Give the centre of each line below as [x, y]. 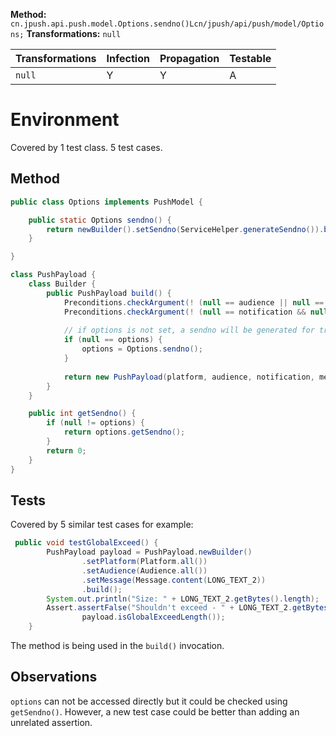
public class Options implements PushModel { [106, 202]
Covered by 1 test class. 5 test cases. [86, 147]
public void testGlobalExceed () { [86, 543]
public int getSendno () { [82, 414]
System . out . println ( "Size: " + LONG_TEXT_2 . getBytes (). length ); [183, 599]
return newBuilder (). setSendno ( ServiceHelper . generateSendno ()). [185, 229]
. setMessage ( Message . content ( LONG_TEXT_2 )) [174, 580]
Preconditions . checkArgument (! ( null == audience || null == [194, 302]
